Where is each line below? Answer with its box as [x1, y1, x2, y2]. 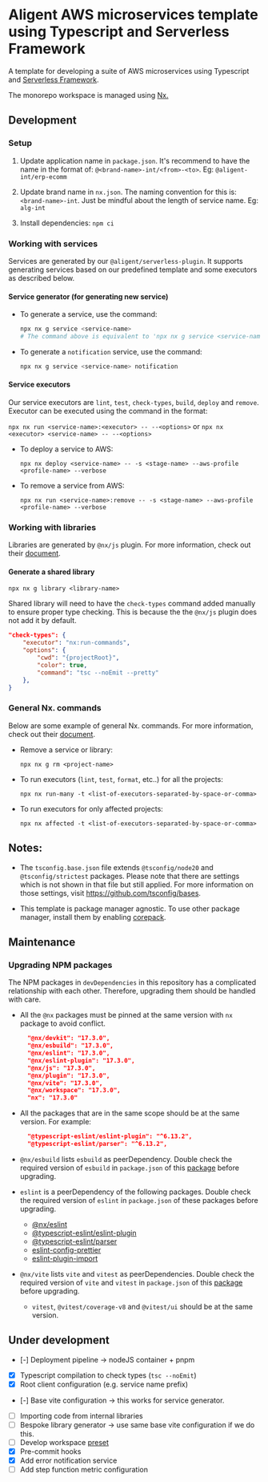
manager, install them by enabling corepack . [19, 912, 166, 921]
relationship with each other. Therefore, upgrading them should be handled [8, 986, 256, 996]
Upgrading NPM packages [8, 959, 113, 970]
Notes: [8, 841, 42, 855]
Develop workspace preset [19, 1437, 110, 1447]
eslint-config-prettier [31, 1245, 102, 1254]
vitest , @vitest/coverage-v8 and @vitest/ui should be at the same [31, 1302, 254, 1311]
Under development [8, 1334, 110, 1347]
